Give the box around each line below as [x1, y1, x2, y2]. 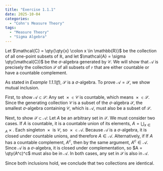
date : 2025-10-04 [5, 12, 41, 17]
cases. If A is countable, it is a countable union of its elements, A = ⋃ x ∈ [5, 120, 151, 128]
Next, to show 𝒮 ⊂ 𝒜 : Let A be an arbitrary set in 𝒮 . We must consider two [5, 115, 155, 121]
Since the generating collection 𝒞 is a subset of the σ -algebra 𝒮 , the [5, 100, 143, 106]
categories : [5, 16, 29, 21]
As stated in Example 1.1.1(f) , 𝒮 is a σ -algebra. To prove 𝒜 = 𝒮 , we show [5, 79, 150, 85]
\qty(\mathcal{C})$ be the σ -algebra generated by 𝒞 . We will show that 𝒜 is [5, 59, 159, 64]
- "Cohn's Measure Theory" [9, 21, 65, 26]
